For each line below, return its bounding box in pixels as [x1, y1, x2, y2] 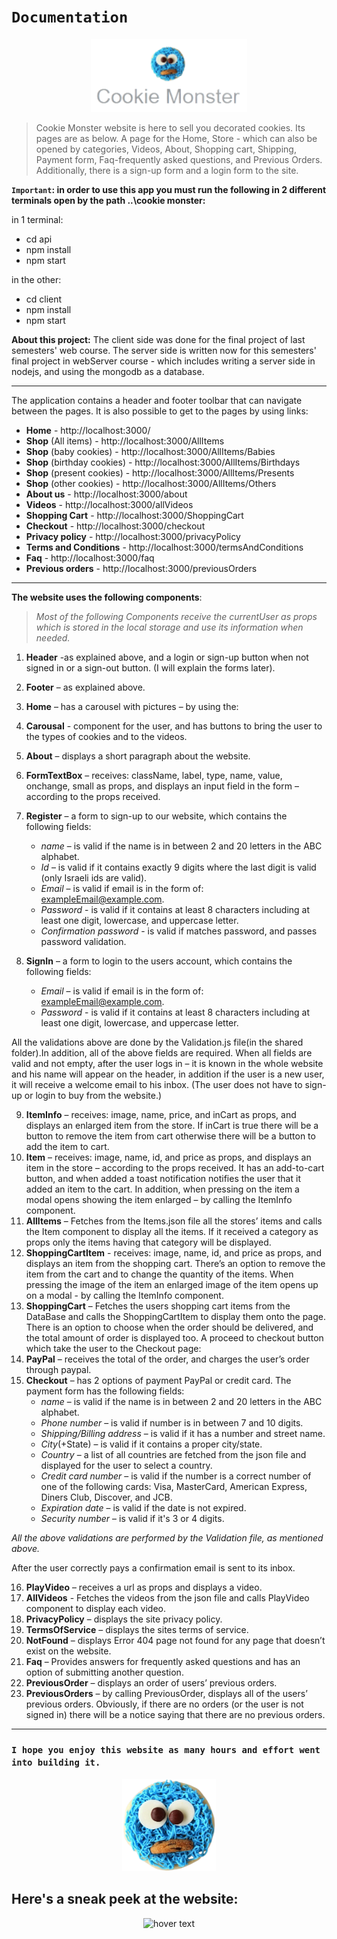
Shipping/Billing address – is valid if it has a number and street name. [40, 1427, 326, 1439]
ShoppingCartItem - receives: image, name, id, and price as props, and [25, 1246, 322, 1259]
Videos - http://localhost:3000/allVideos [25, 498, 194, 510]
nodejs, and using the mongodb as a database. [11, 365, 205, 377]
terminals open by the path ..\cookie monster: [11, 194, 206, 206]
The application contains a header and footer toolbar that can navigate [11, 394, 303, 406]
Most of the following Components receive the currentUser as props [35, 610, 318, 622]
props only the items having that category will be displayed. [25, 1236, 272, 1248]
